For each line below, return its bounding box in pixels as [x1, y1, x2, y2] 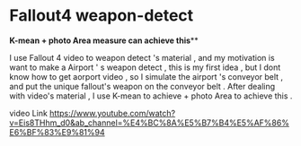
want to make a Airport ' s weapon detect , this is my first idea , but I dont [9, 62, 281, 73]
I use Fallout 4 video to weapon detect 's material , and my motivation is [9, 52, 276, 63]
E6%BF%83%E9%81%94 [9, 126, 105, 137]
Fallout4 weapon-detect [9, 5, 194, 26]
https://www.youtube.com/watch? [49, 107, 176, 118]
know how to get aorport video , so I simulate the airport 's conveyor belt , [9, 71, 284, 82]
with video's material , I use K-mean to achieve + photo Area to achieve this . [9, 90, 293, 101]
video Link [9, 107, 48, 118]
